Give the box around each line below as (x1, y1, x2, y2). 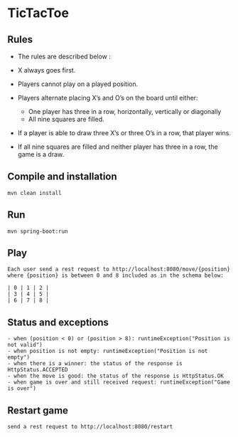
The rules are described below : (17, 52, 112, 60)
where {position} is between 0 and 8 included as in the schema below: (7, 272, 224, 279)
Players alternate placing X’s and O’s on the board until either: (17, 94, 198, 102)
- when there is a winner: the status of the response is (7, 360, 183, 367)
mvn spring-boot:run (7, 228, 69, 235)
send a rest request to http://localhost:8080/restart (7, 423, 173, 431)
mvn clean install (7, 189, 62, 196)
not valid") (7, 342, 43, 349)
